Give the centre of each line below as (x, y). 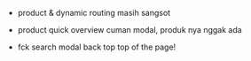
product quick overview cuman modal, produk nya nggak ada (129, 30)
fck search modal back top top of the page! (97, 47)
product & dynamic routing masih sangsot (94, 13)
